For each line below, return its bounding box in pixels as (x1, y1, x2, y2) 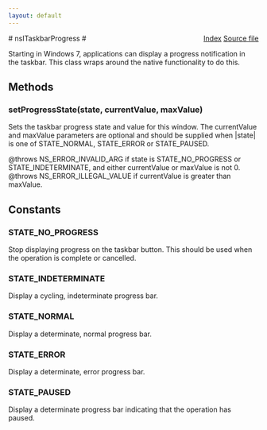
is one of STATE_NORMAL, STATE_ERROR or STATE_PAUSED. (8, 139, 210, 149)
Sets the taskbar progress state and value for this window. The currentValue (8, 122, 257, 132)
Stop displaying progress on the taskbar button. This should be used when (8, 245, 253, 254)
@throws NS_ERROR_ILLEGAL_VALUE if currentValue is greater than (8, 172, 231, 181)
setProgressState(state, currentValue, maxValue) (8, 104, 203, 115)
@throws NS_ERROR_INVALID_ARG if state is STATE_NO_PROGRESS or (8, 154, 241, 164)
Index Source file (203, 33, 259, 43)
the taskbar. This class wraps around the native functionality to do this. (8, 57, 241, 67)
